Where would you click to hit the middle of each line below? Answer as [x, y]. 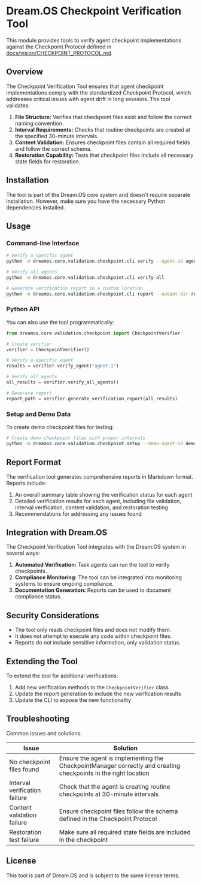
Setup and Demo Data [38, 414]
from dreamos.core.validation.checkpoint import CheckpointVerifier [93, 333]
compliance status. [38, 597]
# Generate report [29, 393]
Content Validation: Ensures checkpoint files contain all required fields [102, 142]
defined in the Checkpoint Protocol [108, 819]
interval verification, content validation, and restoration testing [92, 507]
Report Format [34, 462]
